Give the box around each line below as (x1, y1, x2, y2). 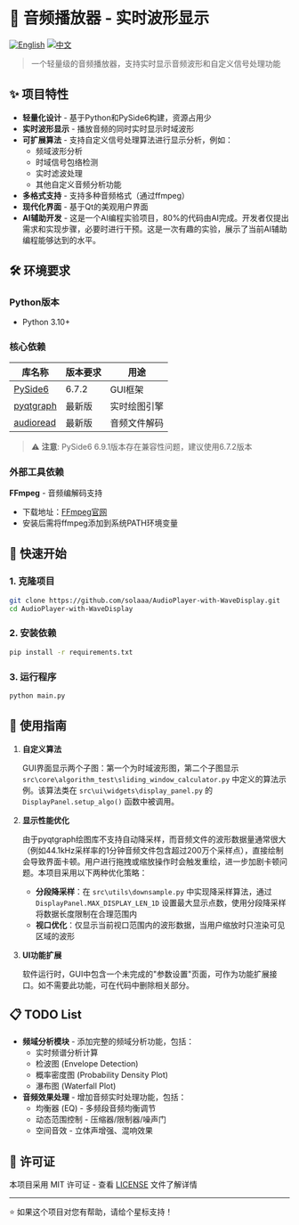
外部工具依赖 (9, 465, 65, 478)
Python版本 (9, 296, 60, 308)
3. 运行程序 (9, 670, 57, 682)
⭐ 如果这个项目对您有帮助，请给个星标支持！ (9, 1206, 174, 1217)
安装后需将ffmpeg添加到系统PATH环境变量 (21, 518, 179, 528)
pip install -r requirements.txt (9, 648, 133, 657)
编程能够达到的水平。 (21, 234, 101, 245)
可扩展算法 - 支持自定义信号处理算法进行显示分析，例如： (21, 135, 234, 145)
